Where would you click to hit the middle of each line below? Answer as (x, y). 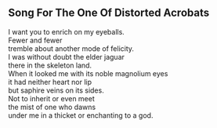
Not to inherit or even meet (52, 98)
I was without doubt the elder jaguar (67, 57)
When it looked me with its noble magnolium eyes (88, 73)
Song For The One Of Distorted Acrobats (109, 13)
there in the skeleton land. (50, 65)
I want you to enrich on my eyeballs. (67, 31)
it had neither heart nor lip (50, 82)
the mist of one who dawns (52, 107)
